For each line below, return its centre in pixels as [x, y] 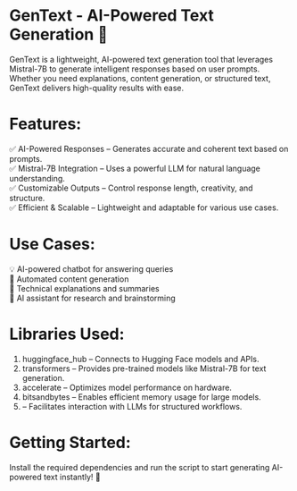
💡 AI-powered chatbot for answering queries [91, 268]
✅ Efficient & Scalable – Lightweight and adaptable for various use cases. [144, 207]
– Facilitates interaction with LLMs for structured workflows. [132, 406]
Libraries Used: [67, 334]
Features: [45, 124]
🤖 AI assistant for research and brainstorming [92, 298]
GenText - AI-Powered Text [111, 16]
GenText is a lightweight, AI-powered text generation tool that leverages [141, 59]
